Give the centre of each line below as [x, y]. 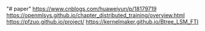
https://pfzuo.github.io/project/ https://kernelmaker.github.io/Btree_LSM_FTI [102, 22]
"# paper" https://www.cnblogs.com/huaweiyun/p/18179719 [82, 9]
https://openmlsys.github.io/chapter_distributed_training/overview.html [96, 15]
